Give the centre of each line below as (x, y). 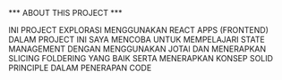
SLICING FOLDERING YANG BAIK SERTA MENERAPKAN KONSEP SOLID (141, 58)
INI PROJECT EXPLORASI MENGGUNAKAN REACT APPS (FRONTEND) (139, 30)
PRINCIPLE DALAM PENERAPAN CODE (80, 68)
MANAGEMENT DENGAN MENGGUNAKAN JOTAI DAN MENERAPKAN (137, 49)
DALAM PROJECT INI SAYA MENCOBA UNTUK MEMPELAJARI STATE (137, 40)
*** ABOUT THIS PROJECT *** (65, 13)
